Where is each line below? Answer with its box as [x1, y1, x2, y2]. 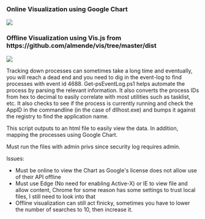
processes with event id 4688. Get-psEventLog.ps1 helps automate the [6, 80, 185, 87]
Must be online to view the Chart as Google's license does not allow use [15, 166, 198, 174]
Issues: [6, 155, 24, 162]
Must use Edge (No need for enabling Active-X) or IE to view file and [15, 180, 188, 187]
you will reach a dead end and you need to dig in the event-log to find [6, 73, 182, 81]
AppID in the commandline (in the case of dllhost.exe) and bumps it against [6, 106, 196, 113]
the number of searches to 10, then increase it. [15, 206, 133, 213]
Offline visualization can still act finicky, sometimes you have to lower [15, 199, 190, 207]
